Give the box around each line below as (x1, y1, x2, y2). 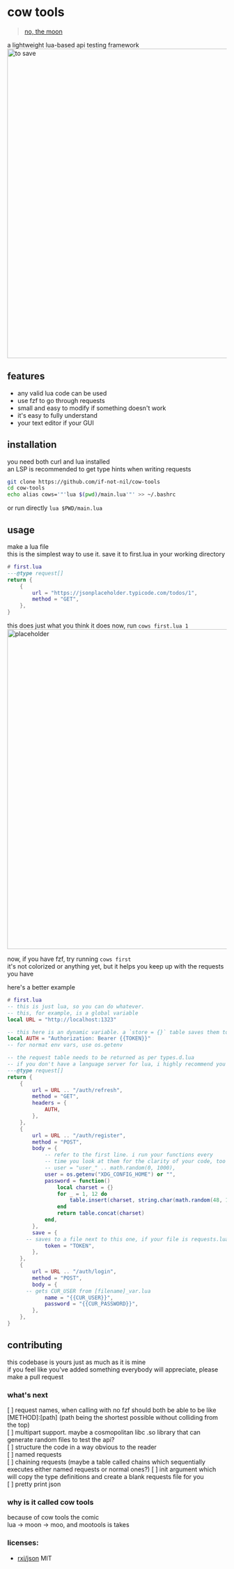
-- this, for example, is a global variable (7, 1009, 139, 1017)
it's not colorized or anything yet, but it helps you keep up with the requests (7, 962, 224, 970)
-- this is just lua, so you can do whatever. (7, 1003, 145, 1010)
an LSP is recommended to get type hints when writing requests (7, 464, 192, 473)
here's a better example (7, 983, 75, 991)
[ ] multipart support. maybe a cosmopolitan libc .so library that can (7, 1427, 201, 1437)
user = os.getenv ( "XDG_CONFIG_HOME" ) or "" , (44, 1171, 176, 1178)
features (7, 370, 45, 382)
